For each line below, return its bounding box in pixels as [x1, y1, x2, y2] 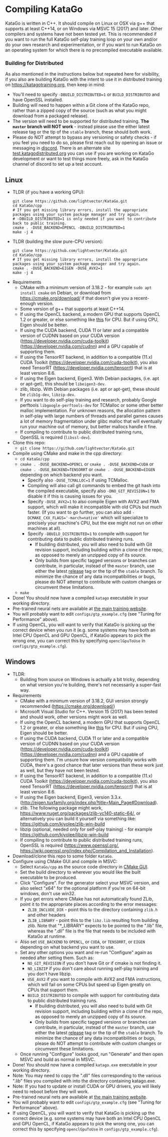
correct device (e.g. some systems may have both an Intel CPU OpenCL [12, 1115, 161, 1121]
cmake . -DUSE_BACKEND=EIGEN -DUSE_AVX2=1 [12, 266, 103, 271]
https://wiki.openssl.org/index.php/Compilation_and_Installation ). [20, 847, 154, 853]
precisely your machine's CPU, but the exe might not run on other [27, 520, 163, 526]
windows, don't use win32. [20, 890, 76, 896]
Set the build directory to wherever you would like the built [20, 869, 141, 875]
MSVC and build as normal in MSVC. [20, 1056, 95, 1062]
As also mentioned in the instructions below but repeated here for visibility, [5, 71, 160, 77]
